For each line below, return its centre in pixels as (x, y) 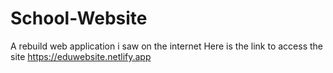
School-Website (79, 18)
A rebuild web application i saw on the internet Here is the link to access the (167, 46)
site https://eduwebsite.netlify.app (81, 56)
